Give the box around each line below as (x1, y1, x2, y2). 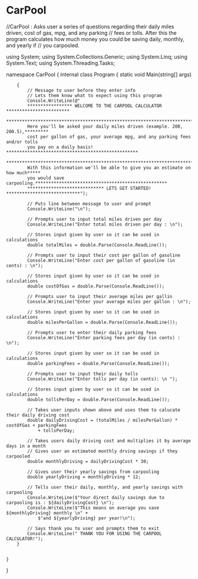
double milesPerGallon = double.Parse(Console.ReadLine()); (27, 319, 178, 325)
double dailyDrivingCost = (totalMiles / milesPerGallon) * (27, 417, 178, 423)
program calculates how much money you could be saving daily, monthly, (6, 35, 184, 42)
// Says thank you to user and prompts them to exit (27, 525, 160, 531)
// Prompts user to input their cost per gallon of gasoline (27, 252, 181, 258)
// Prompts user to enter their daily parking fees (27, 329, 157, 336)
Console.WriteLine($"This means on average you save (27, 505, 160, 511)
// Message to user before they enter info (27, 87, 136, 93)
